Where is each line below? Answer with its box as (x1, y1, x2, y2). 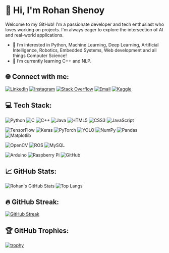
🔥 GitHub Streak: (5, 197, 60, 206)
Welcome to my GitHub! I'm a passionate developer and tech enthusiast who (5, 21, 164, 27)
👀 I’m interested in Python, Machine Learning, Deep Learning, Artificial (12, 41, 159, 47)
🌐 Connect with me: (5, 73, 69, 81)
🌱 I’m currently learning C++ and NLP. (12, 58, 92, 64)
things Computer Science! (12, 53, 67, 59)
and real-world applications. (5, 32, 64, 38)
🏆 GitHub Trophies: (5, 226, 69, 235)
